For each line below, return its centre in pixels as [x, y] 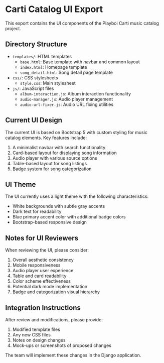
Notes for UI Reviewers [42, 238]
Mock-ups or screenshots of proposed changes [62, 345]
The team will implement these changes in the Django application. [73, 355]
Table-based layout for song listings [50, 163]
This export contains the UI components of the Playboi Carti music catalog [82, 23]
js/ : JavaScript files [33, 88]
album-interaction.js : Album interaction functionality [75, 93]
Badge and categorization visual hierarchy [56, 292]
